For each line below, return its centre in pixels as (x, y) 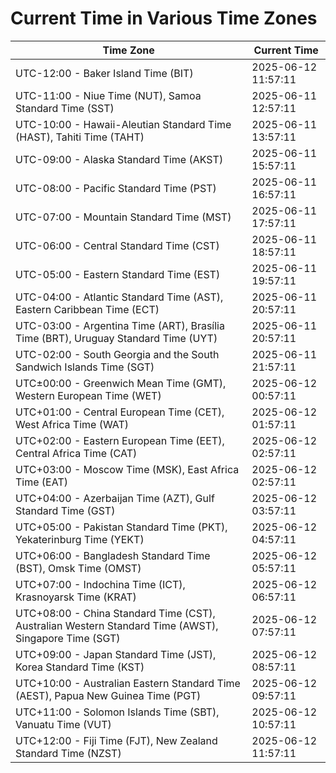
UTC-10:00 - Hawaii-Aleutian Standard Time (123, 124)
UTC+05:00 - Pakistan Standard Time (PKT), (121, 527)
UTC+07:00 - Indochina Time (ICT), (100, 584)
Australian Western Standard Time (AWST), (117, 625)
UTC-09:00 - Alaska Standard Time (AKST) (119, 159)
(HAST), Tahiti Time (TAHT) (80, 137)
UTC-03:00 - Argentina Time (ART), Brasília (120, 325)
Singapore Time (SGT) (68, 638)
